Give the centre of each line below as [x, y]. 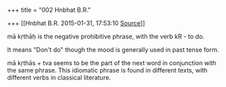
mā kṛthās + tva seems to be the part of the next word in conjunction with [112, 63]
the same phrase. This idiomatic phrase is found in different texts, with [107, 70]
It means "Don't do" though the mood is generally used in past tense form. [113, 50]
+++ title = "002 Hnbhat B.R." [49, 10]
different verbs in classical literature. [59, 77]
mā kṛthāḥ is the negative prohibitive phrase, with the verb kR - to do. [106, 36]
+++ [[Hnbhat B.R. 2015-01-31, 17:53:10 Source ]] [76, 23]
